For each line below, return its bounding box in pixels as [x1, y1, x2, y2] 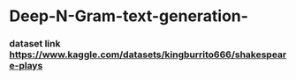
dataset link [9, 38, 61, 50]
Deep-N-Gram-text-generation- [9, 6, 249, 26]
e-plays [9, 60, 43, 72]
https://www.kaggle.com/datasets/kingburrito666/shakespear [9, 48, 287, 61]
